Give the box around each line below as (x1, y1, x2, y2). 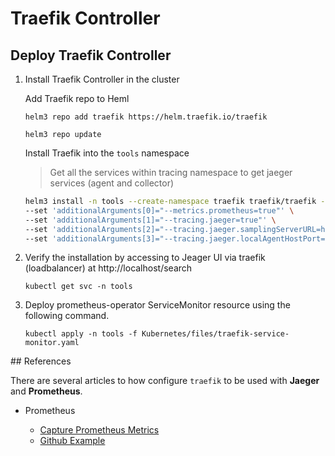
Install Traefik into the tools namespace (24, 147, 190, 159)
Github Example (39, 435, 106, 447)
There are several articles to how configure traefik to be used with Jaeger (10, 375, 320, 387)
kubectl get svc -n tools (24, 282, 133, 292)
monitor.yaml (24, 338, 80, 348)
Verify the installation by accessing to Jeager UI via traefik (24, 252, 266, 264)
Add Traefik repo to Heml (24, 93, 130, 104)
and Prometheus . (10, 385, 83, 397)
